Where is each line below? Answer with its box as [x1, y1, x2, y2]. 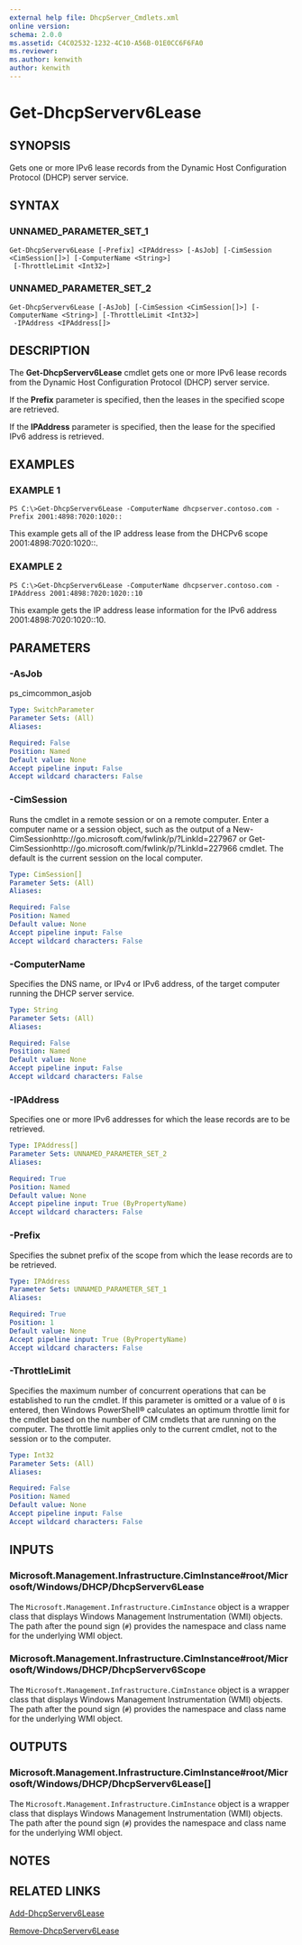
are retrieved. [9, 404, 59, 414]
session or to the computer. [9, 1433, 112, 1444]
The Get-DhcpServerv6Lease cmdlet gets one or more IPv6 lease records [9, 367, 287, 377]
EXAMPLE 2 [9, 561, 63, 573]
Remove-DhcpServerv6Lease [9, 1925, 120, 1936]
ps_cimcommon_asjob [9, 688, 92, 699]
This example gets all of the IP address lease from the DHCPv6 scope [9, 528, 269, 539]
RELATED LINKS [9, 1884, 101, 1899]
